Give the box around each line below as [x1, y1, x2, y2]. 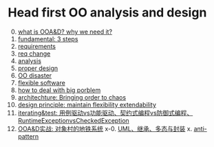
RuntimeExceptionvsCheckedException [17, 116, 129, 124]
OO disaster [17, 71, 52, 80]
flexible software [17, 78, 66, 87]
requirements [17, 42, 56, 50]
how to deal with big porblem [17, 86, 101, 94]
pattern [17, 132, 39, 140]
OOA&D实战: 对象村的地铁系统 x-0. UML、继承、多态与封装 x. [17, 124, 193, 133]
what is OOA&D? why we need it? [17, 27, 113, 36]
